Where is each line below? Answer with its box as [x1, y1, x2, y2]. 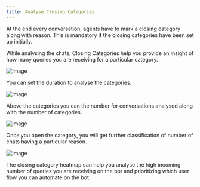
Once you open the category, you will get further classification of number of [6, 131, 193, 139]
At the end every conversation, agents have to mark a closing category [6, 25, 181, 32]
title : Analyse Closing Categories [6, 8, 95, 15]
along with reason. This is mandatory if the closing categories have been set [6, 31, 194, 39]
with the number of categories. [6, 108, 82, 115]
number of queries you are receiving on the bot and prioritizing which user [6, 167, 190, 174]
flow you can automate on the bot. [6, 174, 91, 181]
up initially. [6, 38, 33, 45]
